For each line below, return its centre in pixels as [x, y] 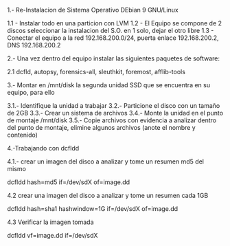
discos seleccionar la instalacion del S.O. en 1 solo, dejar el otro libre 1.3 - [111, 31]
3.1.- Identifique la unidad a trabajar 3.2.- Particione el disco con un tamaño [114, 105]
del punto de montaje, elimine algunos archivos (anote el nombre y [101, 127]
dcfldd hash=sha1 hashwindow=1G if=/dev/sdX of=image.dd [93, 209]
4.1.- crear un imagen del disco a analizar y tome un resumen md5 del [106, 161]
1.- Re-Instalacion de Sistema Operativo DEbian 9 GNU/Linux [93, 10]
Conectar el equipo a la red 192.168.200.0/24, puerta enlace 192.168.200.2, [113, 38]
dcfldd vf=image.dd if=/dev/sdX [53, 235]
